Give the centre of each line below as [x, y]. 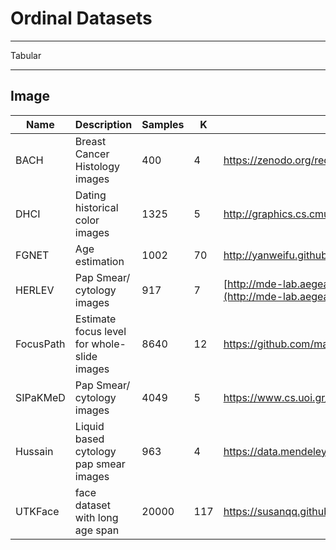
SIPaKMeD [40, 397]
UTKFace [37, 511]
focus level [100, 331]
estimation [99, 261]
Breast [90, 141]
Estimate [95, 319]
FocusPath [40, 344]
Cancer [92, 154]
